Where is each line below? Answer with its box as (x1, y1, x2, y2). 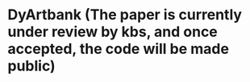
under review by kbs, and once (7, 23, 219, 41)
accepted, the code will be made (7, 40, 229, 58)
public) (7, 57, 56, 76)
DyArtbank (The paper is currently (7, 6, 243, 24)
